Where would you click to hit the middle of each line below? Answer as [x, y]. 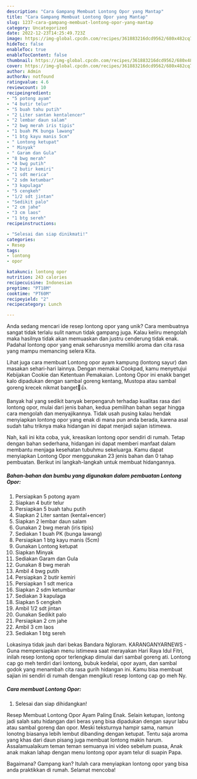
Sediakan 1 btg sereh [40, 633]
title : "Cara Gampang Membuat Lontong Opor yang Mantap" [77, 17]
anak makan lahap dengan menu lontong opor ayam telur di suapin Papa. [95, 753]
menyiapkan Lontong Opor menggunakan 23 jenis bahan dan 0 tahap [90, 456]
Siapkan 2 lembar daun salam [51, 522]
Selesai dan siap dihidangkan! [51, 704]
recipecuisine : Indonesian [39, 282]
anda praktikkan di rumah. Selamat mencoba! [61, 770]
